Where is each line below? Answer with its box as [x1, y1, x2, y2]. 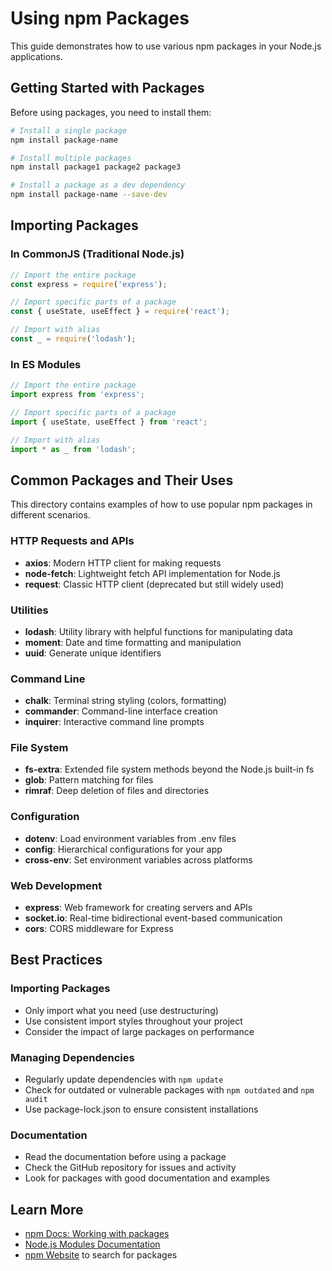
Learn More [10, 1201, 84, 1218]
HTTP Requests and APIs [10, 534, 135, 548]
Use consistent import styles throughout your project [24, 1015, 243, 1027]
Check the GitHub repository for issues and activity [24, 1162, 237, 1174]
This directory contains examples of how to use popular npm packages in [10, 498, 313, 511]
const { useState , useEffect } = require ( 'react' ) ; [10, 307, 230, 317]
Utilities [10, 603, 49, 617]
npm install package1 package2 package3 [10, 162, 182, 172]
